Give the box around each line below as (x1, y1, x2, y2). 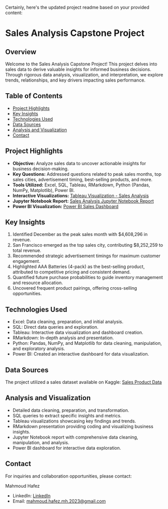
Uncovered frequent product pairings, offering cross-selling (12, 285, 137, 291)
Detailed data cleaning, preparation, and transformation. (12, 407, 130, 413)
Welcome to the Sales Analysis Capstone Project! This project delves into (5, 61, 157, 67)
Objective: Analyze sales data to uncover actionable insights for (12, 160, 146, 166)
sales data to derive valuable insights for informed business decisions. (5, 66, 151, 72)
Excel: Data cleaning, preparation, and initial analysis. (12, 319, 124, 325)
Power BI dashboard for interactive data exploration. (12, 445, 121, 451)
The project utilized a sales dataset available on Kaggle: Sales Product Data (5, 379, 162, 385)
